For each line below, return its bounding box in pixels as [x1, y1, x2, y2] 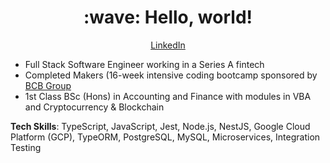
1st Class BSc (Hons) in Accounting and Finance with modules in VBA [24, 90, 312, 102]
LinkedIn [150, 39, 186, 51]
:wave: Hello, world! [83, 6, 253, 29]
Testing [10, 141, 42, 153]
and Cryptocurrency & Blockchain [24, 101, 165, 113]
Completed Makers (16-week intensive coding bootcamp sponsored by [24, 69, 318, 81]
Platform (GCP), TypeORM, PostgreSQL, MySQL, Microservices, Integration [10, 131, 321, 143]
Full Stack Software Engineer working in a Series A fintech [24, 58, 265, 70]
